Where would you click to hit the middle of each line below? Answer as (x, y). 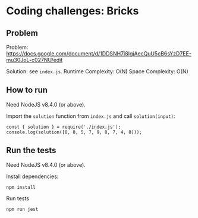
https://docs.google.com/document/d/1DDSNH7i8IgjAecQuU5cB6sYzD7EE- (99, 54)
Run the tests (31, 150)
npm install (21, 187)
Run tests (18, 198)
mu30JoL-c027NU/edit (34, 60)
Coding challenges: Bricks (73, 11)
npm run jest (22, 209)
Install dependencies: (32, 176)
